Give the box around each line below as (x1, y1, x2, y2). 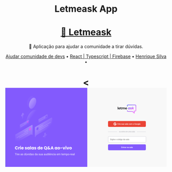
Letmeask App (54, 3, 118, 15)
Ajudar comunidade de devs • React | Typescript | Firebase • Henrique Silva (5, 53, 167, 59)
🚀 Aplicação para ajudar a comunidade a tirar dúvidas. (29, 44, 143, 50)
